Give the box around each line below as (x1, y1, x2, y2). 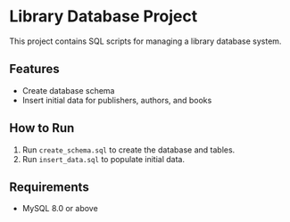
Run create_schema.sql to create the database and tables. (21, 144, 236, 155)
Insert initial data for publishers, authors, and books (21, 95, 212, 105)
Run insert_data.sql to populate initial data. (21, 153, 186, 164)
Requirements (9, 179, 89, 194)
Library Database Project (9, 6, 198, 27)
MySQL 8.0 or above (21, 203, 98, 214)
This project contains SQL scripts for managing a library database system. (9, 36, 282, 46)
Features (9, 62, 60, 77)
